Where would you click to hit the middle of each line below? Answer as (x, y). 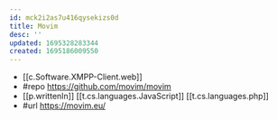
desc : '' (26, 34)
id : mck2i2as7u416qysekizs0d (64, 18)
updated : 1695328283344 (54, 43)
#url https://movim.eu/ (64, 106)
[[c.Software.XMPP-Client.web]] (82, 77)
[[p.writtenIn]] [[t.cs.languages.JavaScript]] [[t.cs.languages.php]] (145, 97)
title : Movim (34, 26)
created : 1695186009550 (54, 51)
